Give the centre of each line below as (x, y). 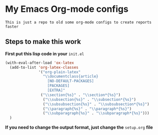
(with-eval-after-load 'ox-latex (40, 63)
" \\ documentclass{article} (71, 77)
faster (12, 26)
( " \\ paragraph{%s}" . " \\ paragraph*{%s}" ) (87, 109)
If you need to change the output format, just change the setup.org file (79, 128)
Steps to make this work (43, 42)
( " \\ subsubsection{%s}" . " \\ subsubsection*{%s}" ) (96, 104)
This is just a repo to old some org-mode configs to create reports (79, 22)
